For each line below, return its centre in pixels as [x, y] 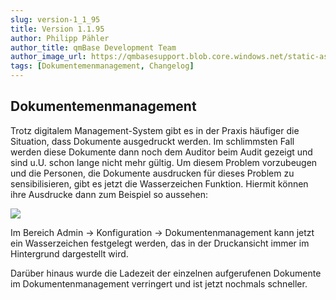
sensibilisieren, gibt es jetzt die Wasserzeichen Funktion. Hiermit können [159, 183]
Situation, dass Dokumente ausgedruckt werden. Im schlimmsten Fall [152, 141]
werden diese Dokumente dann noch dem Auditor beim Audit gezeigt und [161, 152]
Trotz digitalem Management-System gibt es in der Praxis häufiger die [155, 130]
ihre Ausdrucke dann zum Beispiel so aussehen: [109, 194]
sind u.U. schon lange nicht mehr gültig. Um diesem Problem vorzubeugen [164, 162]
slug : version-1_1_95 [55, 19]
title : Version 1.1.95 [57, 29]
